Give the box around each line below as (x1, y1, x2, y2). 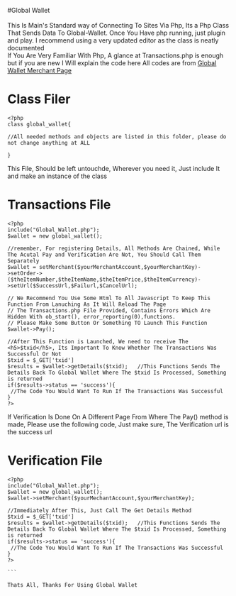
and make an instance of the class (7, 172, 108, 180)
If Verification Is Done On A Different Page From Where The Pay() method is (7, 412, 229, 421)
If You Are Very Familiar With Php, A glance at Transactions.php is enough (7, 51, 224, 60)
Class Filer (7, 92, 71, 107)
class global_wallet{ (7, 121, 72, 128)
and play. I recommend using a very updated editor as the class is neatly (7, 36, 219, 45)
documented (7, 44, 45, 52)
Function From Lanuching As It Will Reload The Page (7, 301, 167, 308)
